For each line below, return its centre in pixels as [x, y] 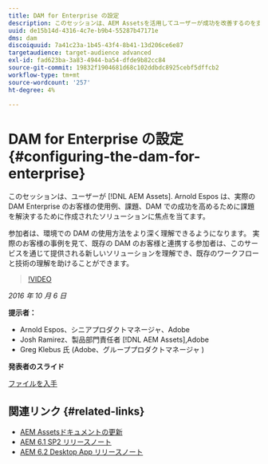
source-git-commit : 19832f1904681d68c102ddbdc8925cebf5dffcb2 [114, 68]
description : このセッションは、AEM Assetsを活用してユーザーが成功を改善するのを [132, 23]
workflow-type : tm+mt [44, 75]
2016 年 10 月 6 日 [37, 295]
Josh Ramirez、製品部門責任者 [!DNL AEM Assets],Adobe [114, 339]
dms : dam [23, 38]
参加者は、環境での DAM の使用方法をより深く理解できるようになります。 [130, 233]
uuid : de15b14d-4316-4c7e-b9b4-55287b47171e [83, 30]
